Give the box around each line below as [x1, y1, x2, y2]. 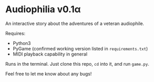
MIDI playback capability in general [12, 51, 88, 57]
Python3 [12, 40, 31, 46]
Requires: [5, 30, 26, 36]
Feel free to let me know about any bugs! [5, 70, 92, 77]
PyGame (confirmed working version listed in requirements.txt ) [12, 45, 148, 51]
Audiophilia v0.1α [5, 4, 81, 15]
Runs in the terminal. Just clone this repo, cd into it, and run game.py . [5, 61, 149, 67]
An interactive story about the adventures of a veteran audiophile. [5, 20, 145, 26]
